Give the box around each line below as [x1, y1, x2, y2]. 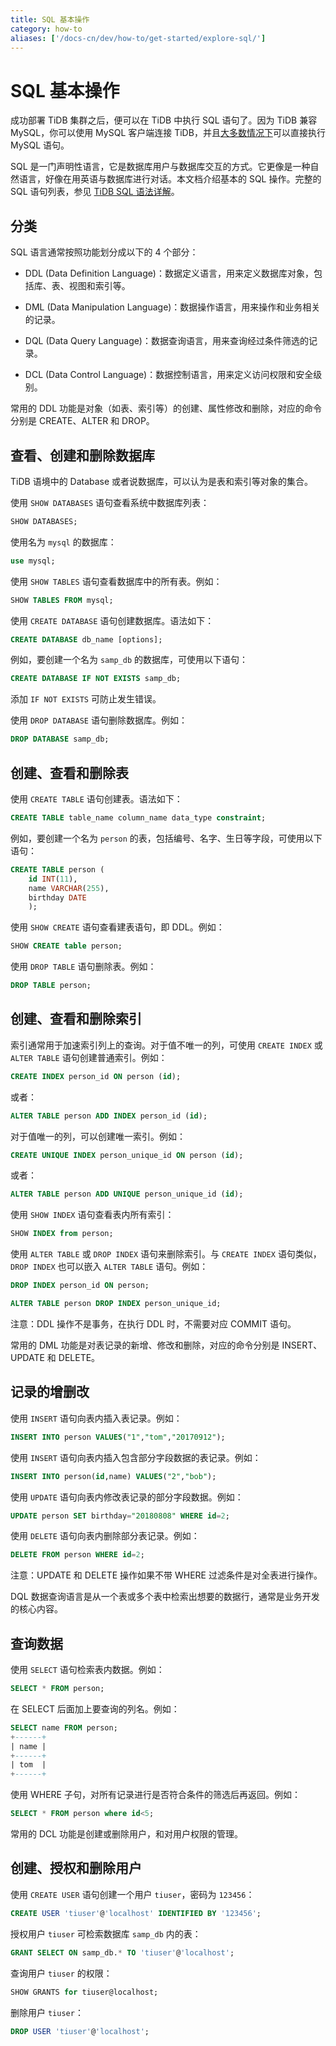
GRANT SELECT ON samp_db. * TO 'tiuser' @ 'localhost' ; [10, 1947, 235, 1958]
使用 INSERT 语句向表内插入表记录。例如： [10, 1412, 183, 1424]
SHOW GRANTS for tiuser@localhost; [10, 1987, 159, 1997]
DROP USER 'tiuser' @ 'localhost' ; [10, 2026, 150, 2036]
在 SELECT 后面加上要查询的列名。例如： [10, 1702, 180, 1715]
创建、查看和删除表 [10, 764, 129, 781]
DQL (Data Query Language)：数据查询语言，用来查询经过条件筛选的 [24, 335, 309, 347]
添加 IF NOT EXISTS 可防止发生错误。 [10, 693, 162, 705]
